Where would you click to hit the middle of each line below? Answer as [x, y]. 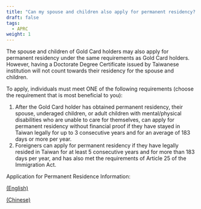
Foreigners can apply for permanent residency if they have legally [97, 146]
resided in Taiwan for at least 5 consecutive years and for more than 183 [105, 152]
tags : [13, 23]
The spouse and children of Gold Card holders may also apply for [88, 51]
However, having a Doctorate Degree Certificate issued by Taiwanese [93, 65]
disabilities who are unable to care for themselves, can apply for [95, 120]
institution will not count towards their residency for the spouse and [90, 71]
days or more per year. [43, 139]
